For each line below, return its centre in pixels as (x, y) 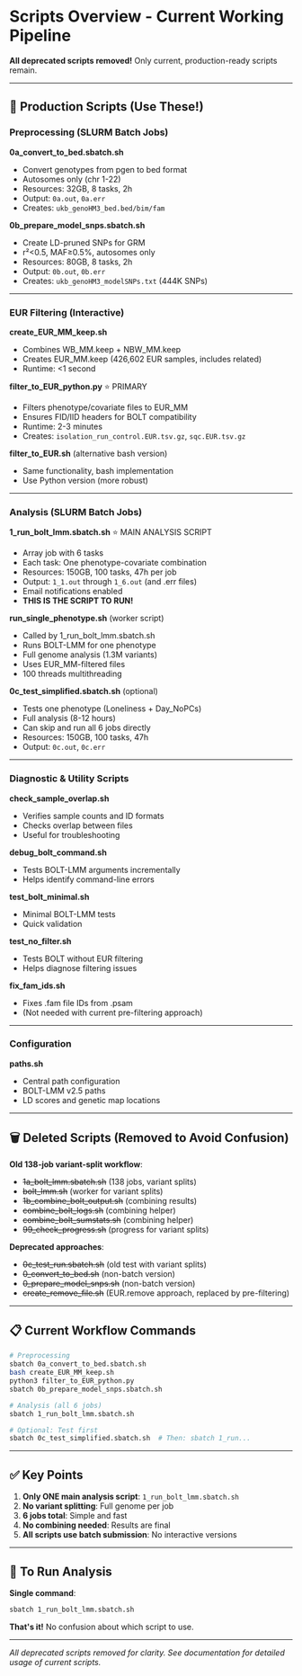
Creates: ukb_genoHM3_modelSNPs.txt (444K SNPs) (115, 281)
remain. (23, 70)
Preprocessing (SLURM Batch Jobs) (89, 132)
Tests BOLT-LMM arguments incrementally (102, 869)
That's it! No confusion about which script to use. (102, 1627)
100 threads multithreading (72, 674)
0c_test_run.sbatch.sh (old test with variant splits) (114, 1264)
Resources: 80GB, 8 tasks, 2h (77, 262)
